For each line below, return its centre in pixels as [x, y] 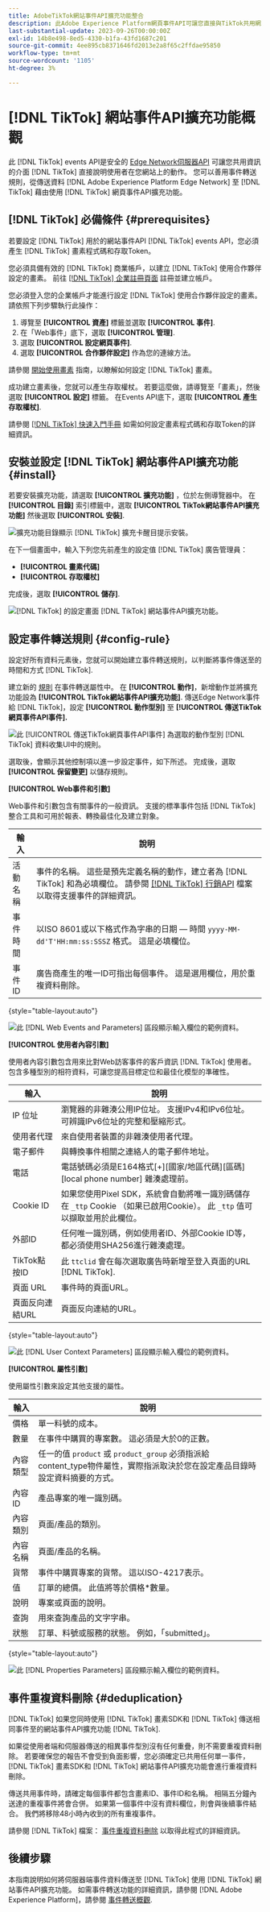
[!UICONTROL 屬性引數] [48, 1369]
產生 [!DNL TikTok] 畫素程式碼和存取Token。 [82, 251]
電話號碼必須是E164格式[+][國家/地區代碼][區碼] [153, 1167]
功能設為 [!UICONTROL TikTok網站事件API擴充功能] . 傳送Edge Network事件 [134, 697]
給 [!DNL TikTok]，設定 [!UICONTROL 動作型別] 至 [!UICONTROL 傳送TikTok [135, 707]
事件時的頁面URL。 [97, 1288]
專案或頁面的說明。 [74, 1603]
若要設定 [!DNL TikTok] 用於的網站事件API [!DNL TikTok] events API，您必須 [134, 241]
